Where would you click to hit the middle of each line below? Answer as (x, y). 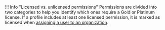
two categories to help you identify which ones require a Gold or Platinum (80, 12)
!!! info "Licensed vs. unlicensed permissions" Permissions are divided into (81, 7)
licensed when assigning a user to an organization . (57, 22)
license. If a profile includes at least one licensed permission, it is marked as (82, 17)
